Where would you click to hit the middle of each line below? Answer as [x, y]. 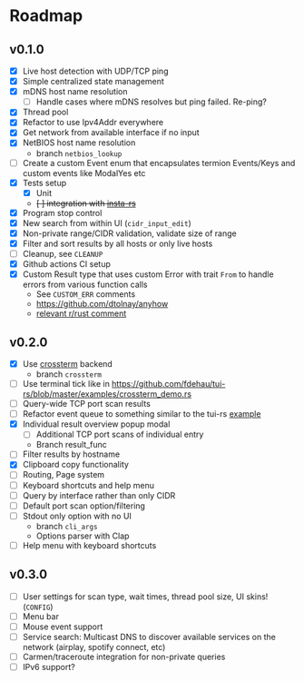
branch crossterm [69, 374]
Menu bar [40, 616]
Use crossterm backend [68, 363]
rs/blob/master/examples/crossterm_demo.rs [107, 394]
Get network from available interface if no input [111, 133]
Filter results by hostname [71, 454]
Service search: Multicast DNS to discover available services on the [149, 637]
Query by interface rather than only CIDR [99, 495]
